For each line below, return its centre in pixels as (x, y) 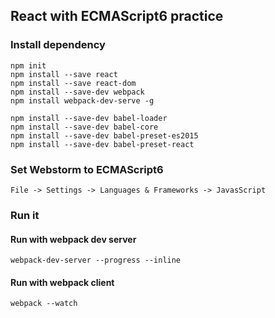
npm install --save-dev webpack (77, 92)
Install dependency (58, 45)
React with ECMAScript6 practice (117, 16)
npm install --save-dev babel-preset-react (102, 144)
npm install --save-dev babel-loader (89, 118)
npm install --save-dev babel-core (84, 127)
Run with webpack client (62, 282)
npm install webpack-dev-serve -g (82, 100)
